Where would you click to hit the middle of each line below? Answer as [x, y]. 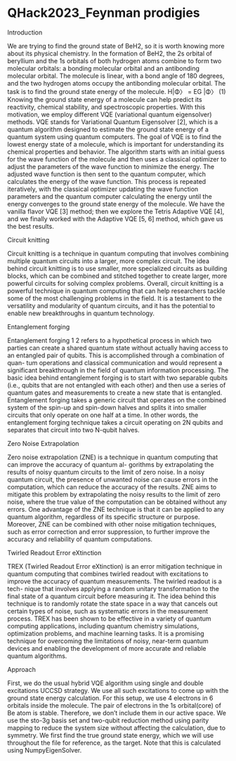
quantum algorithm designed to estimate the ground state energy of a [108, 129]
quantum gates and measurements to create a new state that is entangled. [115, 392]
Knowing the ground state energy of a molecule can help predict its [105, 99]
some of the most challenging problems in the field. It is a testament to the [115, 298]
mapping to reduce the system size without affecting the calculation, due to [117, 727]
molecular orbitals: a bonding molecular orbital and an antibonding [104, 68]
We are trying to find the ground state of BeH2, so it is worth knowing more [116, 46]
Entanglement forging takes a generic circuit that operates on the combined [117, 400]
